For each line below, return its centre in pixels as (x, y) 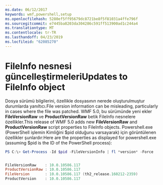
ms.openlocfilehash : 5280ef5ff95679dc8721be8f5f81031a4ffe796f (72, 19)
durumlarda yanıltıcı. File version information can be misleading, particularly (81, 106)
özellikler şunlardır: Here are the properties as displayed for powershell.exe (81, 137)
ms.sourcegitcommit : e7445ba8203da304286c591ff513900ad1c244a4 (72, 23)
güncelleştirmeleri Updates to (66, 76)
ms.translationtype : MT (30, 28)
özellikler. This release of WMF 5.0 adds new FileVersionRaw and (71, 122)
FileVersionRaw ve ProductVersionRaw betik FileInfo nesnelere (70, 116)
